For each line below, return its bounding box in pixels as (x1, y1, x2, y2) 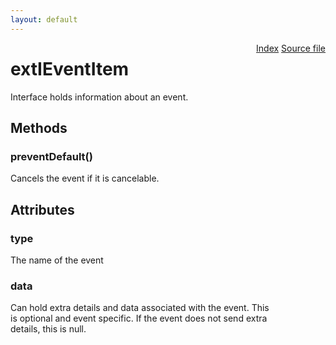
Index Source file (256, 42, 326, 54)
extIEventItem (10, 57, 130, 80)
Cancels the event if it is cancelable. (10, 172, 160, 185)
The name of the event (10, 254, 104, 266)
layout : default (10, 14, 78, 25)
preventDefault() (10, 149, 93, 163)
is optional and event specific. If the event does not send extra (10, 312, 268, 325)
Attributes (10, 201, 75, 218)
